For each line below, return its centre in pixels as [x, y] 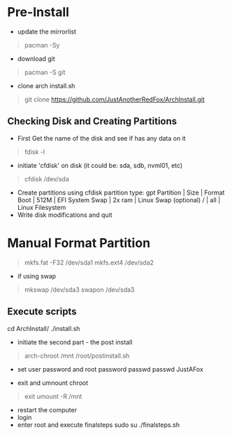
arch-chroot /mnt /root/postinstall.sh [77, 356]
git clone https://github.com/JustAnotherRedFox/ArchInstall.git [114, 99]
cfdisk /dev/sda [46, 178]
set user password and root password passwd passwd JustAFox [110, 369]
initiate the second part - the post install [75, 342]
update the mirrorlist [47, 31]
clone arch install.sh [46, 85]
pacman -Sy [42, 45]
